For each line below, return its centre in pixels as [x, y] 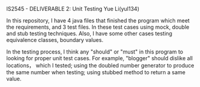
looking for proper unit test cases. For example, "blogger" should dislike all [99, 58]
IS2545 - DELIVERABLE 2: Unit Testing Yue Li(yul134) [73, 9]
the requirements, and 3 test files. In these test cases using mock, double [98, 27]
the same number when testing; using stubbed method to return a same [96, 72]
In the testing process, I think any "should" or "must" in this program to [95, 52]
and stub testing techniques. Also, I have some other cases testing [89, 33]
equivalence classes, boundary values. [55, 40]
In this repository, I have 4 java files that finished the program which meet [98, 20]
